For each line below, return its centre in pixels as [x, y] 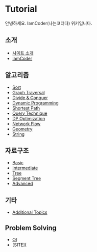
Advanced [23, 184]
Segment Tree [26, 178]
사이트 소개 [23, 53]
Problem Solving [31, 228]
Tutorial [21, 9]
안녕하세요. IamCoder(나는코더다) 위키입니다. [48, 23]
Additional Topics [30, 212]
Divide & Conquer [30, 98]
